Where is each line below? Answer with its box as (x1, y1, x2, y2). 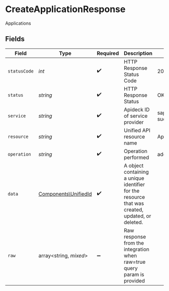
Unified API (124, 127, 151, 134)
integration (124, 246, 149, 253)
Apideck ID (124, 106, 150, 113)
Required (97, 49, 119, 56)
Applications (5, 20, 31, 26)
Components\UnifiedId (38, 190, 92, 197)
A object (124, 162, 144, 169)
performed (124, 154, 149, 161)
